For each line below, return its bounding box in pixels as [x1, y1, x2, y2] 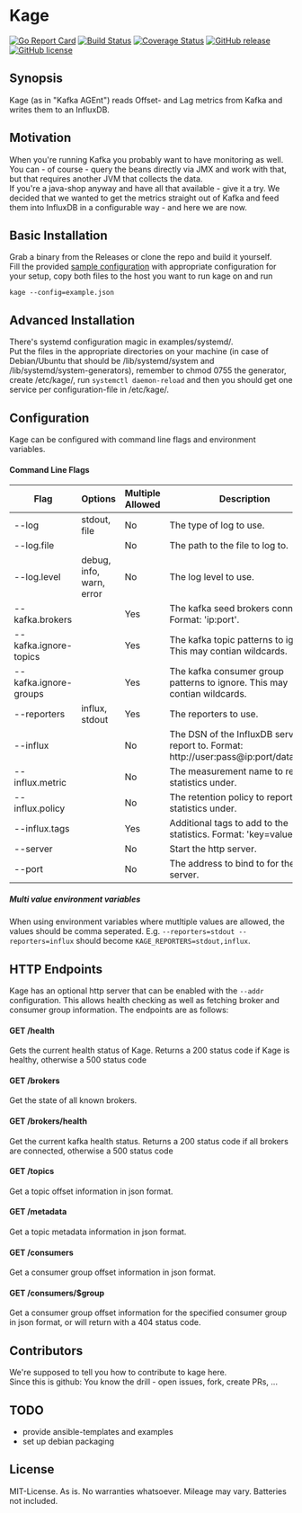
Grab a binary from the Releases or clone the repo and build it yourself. [9, 252, 272, 263]
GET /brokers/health [9, 1116, 88, 1126]
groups [13, 688, 44, 700]
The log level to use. [169, 571, 254, 583]
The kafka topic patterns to [169, 634, 284, 646]
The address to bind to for [169, 858, 280, 870]
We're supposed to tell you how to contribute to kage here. [9, 1367, 227, 1378]
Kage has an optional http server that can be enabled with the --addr [9, 985, 264, 996]
